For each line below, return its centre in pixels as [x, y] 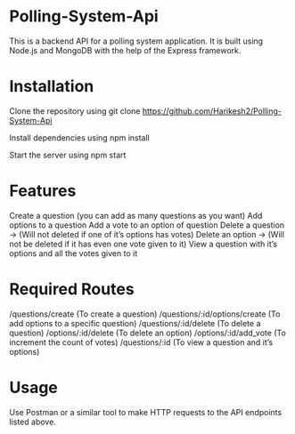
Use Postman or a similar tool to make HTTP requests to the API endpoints [146, 412]
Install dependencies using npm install [79, 137]
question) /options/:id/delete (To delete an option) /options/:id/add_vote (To [148, 333]
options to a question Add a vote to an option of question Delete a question [147, 225]
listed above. [33, 422]
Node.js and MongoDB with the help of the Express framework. [125, 50]
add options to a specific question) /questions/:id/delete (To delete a [135, 323]
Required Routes [72, 289]
